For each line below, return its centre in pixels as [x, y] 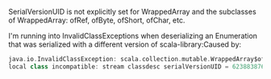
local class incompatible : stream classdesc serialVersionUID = [119, 67]
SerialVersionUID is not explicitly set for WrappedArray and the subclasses [132, 12]
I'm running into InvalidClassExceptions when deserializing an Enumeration [133, 36]
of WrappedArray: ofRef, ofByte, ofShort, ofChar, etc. [97, 20]
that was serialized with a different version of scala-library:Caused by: [125, 44]
